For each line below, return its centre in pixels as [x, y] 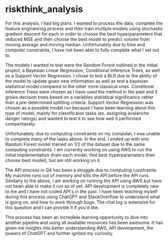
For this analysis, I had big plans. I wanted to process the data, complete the [84, 23]
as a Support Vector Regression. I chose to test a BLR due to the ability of [81, 75]
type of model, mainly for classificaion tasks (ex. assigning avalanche [77, 113]
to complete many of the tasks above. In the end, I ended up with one [77, 139]
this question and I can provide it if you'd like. [52, 207]
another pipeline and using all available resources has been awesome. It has [84, 222]
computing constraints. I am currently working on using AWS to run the [79, 149]
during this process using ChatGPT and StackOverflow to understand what [83, 197]
